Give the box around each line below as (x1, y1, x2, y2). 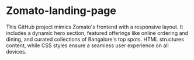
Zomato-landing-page (6, 4, 117, 17)
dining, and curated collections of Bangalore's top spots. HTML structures (6, 36, 184, 43)
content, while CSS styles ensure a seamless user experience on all (6, 42, 169, 49)
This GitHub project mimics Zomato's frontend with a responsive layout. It (6, 23, 183, 30)
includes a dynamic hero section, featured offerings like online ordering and (6, 29, 189, 36)
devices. (6, 48, 27, 55)
